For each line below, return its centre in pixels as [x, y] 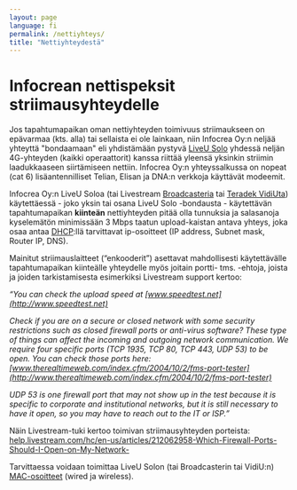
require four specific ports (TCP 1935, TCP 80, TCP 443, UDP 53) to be [139, 349]
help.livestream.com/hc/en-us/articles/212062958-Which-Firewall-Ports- [143, 440]
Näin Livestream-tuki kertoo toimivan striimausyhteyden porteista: [130, 431]
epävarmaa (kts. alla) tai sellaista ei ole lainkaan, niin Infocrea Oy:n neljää [143, 139]
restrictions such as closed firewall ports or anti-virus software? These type [148, 330]
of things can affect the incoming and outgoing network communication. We [149, 340]
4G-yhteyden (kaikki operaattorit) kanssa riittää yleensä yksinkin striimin [141, 158]
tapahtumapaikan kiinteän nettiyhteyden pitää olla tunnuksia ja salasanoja [144, 213]
